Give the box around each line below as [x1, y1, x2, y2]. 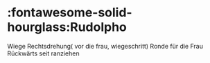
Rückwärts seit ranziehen [7, 49, 80, 58]
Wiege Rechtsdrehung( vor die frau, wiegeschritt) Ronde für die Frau [7, 42, 203, 50]
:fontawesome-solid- [7, 5, 133, 21]
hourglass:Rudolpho [7, 19, 127, 35]
